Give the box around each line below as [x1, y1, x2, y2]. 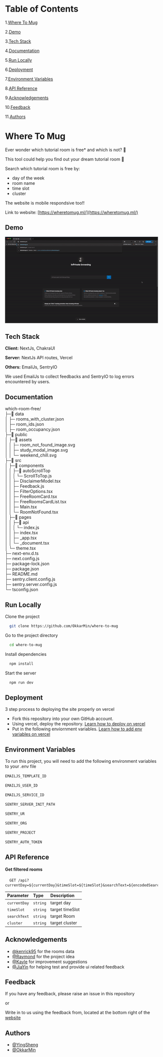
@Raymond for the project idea [12, 953, 75, 959]
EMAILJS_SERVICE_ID [5, 793, 45, 798]
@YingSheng [12, 1042, 38, 1048]
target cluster [50, 920, 78, 926]
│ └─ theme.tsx [5, 546, 36, 551]
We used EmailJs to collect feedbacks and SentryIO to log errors [5, 373, 134, 380]
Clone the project [5, 614, 40, 619]
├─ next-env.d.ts [5, 550, 39, 556]
